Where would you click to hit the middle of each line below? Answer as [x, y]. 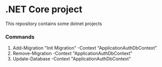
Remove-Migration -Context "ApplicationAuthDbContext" [73, 53]
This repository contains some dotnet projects [54, 24]
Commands [20, 37]
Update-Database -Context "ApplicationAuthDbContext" [72, 59]
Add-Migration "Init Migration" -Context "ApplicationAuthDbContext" [85, 48]
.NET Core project [44, 9]
